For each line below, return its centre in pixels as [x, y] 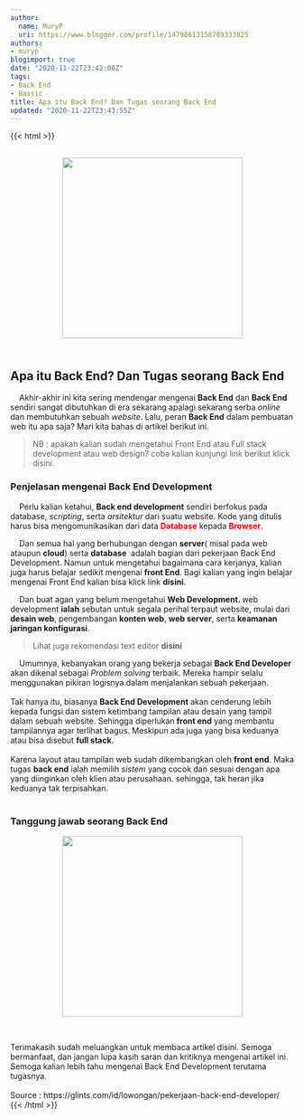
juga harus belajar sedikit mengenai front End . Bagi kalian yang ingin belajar [151, 572]
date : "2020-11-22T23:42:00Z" [67, 69]
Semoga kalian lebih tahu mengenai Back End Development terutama [138, 1066]
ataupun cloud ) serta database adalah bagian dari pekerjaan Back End [143, 553]
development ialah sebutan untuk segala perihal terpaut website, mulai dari [150, 609]
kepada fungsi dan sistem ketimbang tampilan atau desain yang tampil [141, 711]
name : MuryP [41, 26]
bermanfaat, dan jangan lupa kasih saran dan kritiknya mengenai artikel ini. [149, 1057]
